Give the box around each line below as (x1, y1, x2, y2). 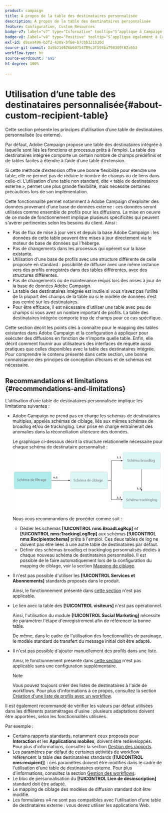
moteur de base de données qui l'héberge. (12, 240, 100, 246)
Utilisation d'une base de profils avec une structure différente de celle (12, 256, 156, 262)
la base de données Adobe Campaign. (12, 283, 91, 289)
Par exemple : (5, 723, 33, 729)
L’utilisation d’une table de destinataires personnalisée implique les (5, 398, 143, 404)
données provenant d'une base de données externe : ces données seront (5, 204, 156, 210)
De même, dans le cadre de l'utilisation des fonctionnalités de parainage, (12, 633, 162, 639)
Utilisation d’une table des (5, 88, 116, 100)
